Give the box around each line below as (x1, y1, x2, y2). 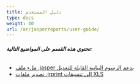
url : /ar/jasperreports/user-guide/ (6, 26, 100, 32)
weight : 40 (6, 20, 34, 26)
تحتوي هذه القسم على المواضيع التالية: (6, 45, 92, 52)
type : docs (6, 15, 34, 21)
